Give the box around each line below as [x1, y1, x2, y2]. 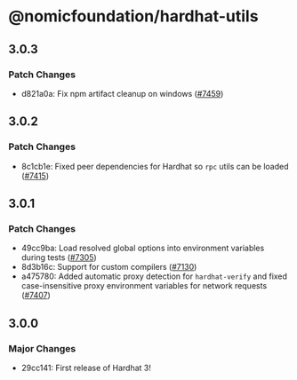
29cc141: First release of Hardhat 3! [20, 362, 152, 373]
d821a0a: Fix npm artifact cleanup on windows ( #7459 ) [20, 88, 224, 99]
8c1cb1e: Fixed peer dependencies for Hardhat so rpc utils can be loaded [20, 161, 289, 171]
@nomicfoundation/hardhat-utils [8, 6, 259, 27]
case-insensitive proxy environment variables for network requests [20, 281, 268, 291]
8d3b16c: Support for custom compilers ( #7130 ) [20, 262, 197, 273]
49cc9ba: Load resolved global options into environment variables [20, 242, 265, 254]
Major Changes [8, 342, 76, 354]
